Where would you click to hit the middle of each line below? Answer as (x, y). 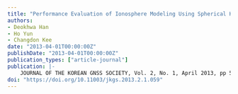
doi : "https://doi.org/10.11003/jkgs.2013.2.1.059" (85, 80)
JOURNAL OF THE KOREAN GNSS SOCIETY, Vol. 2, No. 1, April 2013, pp (123, 73)
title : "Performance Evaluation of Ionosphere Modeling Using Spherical (117, 14)
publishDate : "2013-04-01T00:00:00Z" (63, 54)
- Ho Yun (20, 34)
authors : (20, 20)
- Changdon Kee (30, 40)
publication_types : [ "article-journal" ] (68, 60)
